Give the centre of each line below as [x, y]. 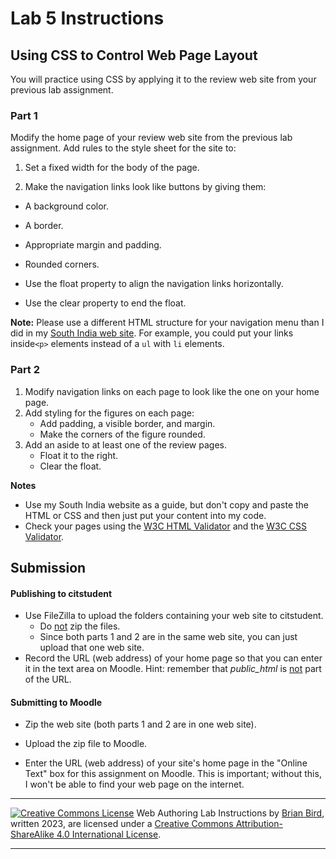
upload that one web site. [92, 648]
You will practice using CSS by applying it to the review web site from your [163, 79]
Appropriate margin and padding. [93, 245]
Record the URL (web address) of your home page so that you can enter [173, 658]
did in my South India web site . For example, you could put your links [152, 333]
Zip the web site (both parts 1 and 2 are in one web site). [140, 724]
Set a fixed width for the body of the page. [112, 168]
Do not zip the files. [80, 626]
